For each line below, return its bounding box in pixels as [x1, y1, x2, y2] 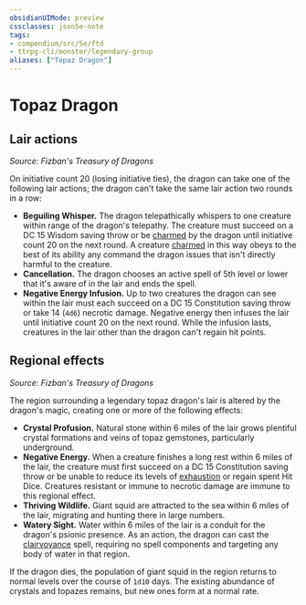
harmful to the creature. [22, 259, 112, 269]
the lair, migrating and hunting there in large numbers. [22, 509, 226, 520]
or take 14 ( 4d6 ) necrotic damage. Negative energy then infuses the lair [22, 308, 290, 318]
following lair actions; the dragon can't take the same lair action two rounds [9, 183, 293, 193]
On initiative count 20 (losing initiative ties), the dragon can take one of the [9, 173, 290, 183]
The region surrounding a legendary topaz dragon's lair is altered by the [9, 394, 281, 406]
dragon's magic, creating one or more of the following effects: [9, 404, 244, 415]
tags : [9, 30, 30, 39]
